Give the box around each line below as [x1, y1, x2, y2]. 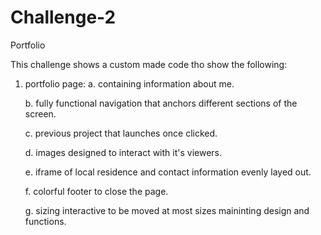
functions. [24, 215, 67, 227]
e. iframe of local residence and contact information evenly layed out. [24, 166, 312, 178]
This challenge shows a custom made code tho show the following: [10, 58, 288, 70]
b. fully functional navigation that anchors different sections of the [24, 97, 298, 109]
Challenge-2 [10, 6, 117, 29]
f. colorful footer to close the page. [24, 185, 169, 197]
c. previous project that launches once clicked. [24, 127, 218, 139]
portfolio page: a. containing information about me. [24, 77, 235, 90]
